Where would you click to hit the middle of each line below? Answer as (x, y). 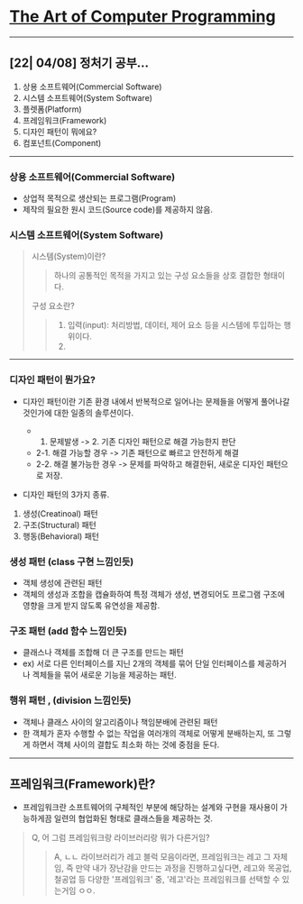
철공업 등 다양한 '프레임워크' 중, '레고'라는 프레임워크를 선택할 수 (167, 880)
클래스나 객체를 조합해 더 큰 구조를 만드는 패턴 (103, 653)
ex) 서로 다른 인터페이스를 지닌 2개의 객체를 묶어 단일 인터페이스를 (139, 663)
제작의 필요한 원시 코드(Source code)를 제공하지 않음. (118, 210)
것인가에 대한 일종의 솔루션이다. (78, 413)
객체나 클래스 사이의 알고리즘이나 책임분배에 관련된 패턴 (120, 722)
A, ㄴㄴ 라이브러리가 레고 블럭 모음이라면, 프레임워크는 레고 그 (162, 857)
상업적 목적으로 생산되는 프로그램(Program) (99, 198)
